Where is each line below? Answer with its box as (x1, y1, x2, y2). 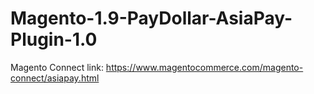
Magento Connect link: (10, 61, 104, 73)
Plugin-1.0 (10, 28, 98, 51)
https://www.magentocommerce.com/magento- (105, 61, 304, 73)
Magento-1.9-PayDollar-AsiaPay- (10, 7, 293, 30)
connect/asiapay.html (10, 72, 100, 84)
